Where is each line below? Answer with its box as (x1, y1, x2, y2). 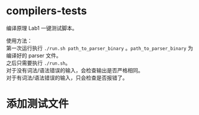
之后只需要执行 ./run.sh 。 (6, 59, 71, 66)
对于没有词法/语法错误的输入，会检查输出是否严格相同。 (6, 66, 144, 74)
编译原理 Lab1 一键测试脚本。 (6, 24, 78, 31)
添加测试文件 (6, 97, 70, 111)
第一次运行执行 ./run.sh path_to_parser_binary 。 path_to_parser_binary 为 (6, 44, 193, 52)
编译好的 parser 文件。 (6, 52, 62, 59)
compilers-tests (6, 4, 87, 18)
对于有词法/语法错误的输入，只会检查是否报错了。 (6, 74, 128, 81)
